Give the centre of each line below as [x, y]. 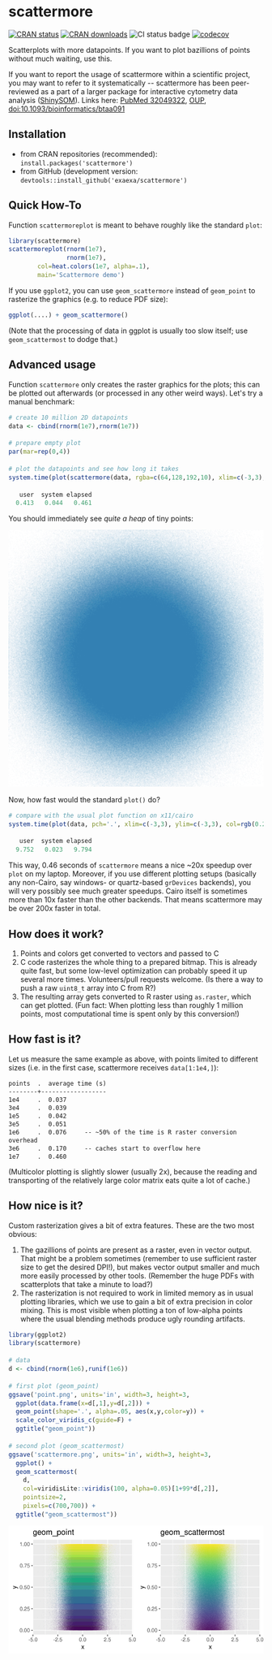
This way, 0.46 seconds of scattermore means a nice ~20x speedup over [130, 865]
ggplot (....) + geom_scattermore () [68, 315]
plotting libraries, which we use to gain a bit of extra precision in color [136, 1301]
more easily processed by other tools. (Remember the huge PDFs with [137, 1275]
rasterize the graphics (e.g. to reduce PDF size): [88, 299]
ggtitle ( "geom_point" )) [55, 1429]
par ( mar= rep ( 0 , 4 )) [39, 452]
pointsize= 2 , [45, 1498]
